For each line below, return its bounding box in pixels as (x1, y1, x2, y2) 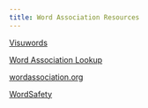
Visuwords (9, 37, 48, 48)
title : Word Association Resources (9, 12, 140, 22)
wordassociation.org (9, 72, 84, 82)
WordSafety (9, 89, 53, 99)
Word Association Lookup (9, 54, 103, 65)
